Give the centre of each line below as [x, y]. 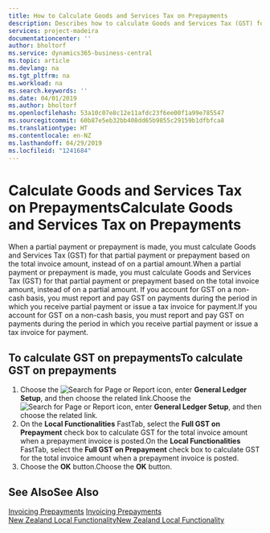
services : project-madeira [53, 31]
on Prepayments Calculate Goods [121, 207]
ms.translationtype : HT [48, 128]
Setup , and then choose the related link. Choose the [105, 399]
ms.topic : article [39, 61]
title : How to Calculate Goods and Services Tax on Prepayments [118, 16]
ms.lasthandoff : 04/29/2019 [55, 143]
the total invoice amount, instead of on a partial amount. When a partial [125, 264]
